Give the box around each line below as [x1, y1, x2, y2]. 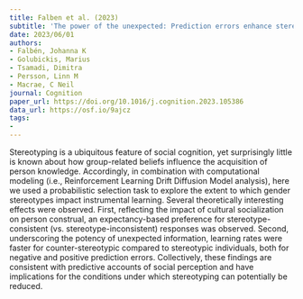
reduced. [9, 281, 43, 291]
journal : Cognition [9, 88, 83, 97]
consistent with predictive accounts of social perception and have [9, 262, 254, 272]
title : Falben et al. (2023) [9, 13, 119, 23]
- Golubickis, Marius [9, 55, 91, 64]
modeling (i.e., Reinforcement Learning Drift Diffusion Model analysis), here [9, 176, 290, 186]
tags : [9, 113, 30, 122]
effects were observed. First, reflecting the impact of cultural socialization [9, 204, 284, 214]
